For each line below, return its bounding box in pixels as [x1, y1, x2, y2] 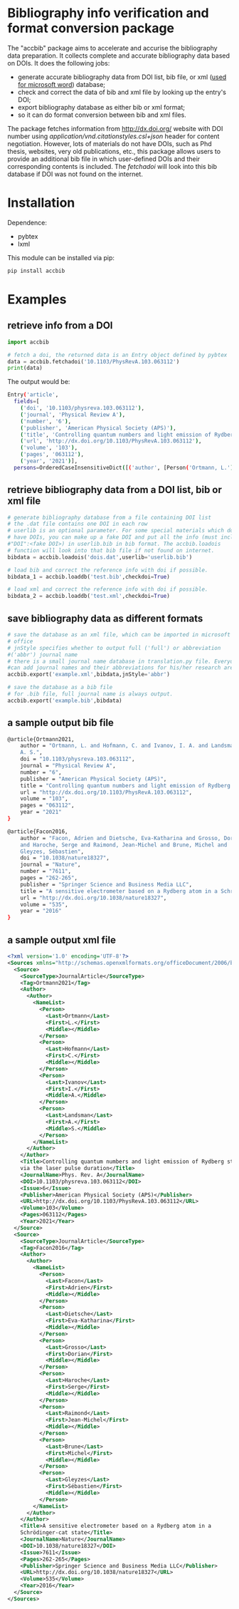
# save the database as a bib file [7, 684, 113, 691]
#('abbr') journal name [7, 651, 78, 658]
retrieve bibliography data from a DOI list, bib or [7, 484, 223, 496]
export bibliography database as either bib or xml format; [17, 103, 186, 111]
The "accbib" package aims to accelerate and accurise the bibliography [7, 43, 218, 52]
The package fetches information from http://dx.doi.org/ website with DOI [7, 124, 223, 133]
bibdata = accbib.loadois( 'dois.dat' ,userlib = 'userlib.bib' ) [7, 554, 193, 561]
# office [7, 638, 33, 645]
